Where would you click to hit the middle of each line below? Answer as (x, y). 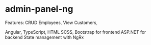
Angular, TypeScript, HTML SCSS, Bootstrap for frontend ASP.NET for (75, 32)
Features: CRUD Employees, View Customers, (51, 22)
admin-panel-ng (39, 9)
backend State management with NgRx (45, 37)
